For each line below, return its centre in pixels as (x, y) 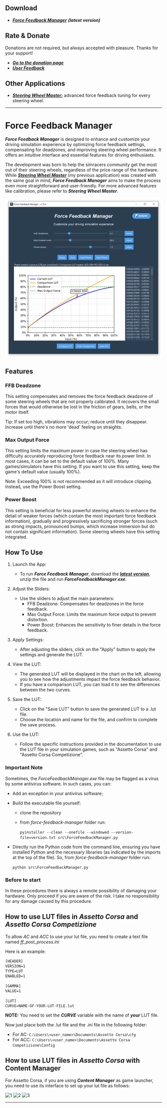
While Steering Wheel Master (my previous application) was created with (81, 175)
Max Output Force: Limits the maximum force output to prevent (92, 614)
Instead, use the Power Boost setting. (43, 487)
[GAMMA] (13, 986)
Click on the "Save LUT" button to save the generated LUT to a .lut (88, 709)
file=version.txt (38, 837)
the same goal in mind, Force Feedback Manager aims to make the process (83, 180)
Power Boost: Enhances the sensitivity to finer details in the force (94, 625)
